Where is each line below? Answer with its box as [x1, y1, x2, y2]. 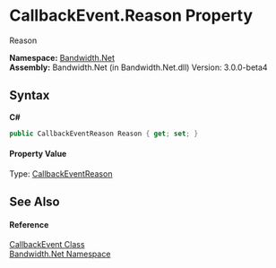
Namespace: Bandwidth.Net [9, 52, 115, 63]
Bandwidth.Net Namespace [9, 248, 111, 260]
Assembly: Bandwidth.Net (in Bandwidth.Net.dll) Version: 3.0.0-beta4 [9, 62, 268, 73]
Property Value [9, 149, 67, 160]
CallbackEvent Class [9, 239, 85, 250]
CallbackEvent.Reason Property [9, 5, 254, 26]
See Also [9, 195, 60, 210]
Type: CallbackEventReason [9, 168, 113, 179]
